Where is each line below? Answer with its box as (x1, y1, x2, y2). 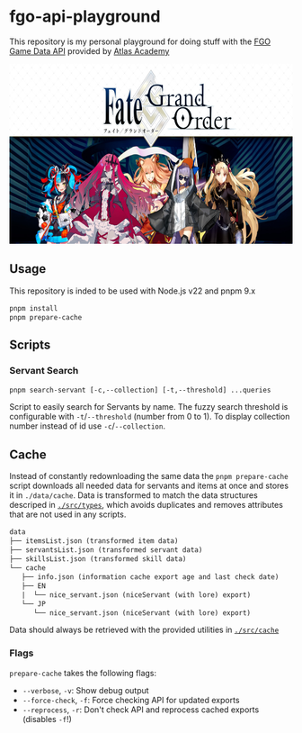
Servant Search (9, 365, 79, 377)
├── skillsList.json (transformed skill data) (9, 555, 187, 564)
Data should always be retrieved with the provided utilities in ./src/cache (9, 624, 280, 636)
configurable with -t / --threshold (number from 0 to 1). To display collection (9, 412, 290, 422)
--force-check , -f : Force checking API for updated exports (22, 694, 240, 705)
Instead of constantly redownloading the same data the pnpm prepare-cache (9, 471, 289, 482)
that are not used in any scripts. (9, 509, 127, 520)
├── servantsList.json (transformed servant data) (9, 546, 203, 555)
